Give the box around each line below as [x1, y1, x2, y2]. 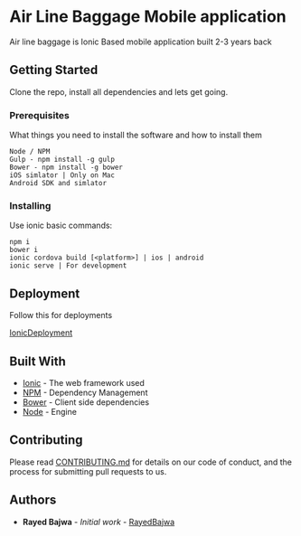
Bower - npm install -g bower [9, 163, 124, 173]
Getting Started [9, 62, 99, 78]
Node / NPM [9, 147, 51, 156]
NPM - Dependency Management [22, 387, 148, 398]
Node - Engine [22, 406, 77, 417]
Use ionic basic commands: [9, 220, 113, 231]
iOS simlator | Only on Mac [9, 171, 116, 180]
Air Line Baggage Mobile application [9, 6, 287, 27]
